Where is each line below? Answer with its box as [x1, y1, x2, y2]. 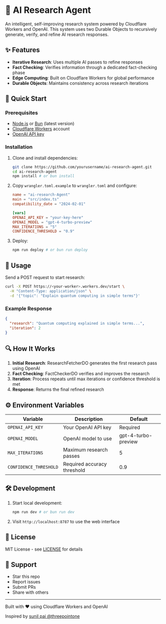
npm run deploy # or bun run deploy [12, 248, 88, 253]
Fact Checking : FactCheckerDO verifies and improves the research [12, 371, 150, 377]
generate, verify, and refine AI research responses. [5, 31, 109, 37]
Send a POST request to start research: [5, 275, 85, 280]
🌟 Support [5, 560, 37, 569]
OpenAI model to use [63, 435, 112, 442]
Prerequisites [5, 109, 38, 116]
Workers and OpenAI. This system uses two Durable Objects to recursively [5, 26, 157, 32]
